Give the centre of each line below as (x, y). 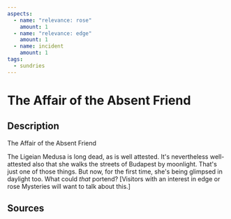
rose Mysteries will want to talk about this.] (69, 186)
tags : (15, 59)
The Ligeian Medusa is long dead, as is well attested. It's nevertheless (108, 156)
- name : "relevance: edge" (53, 33)
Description (33, 126)
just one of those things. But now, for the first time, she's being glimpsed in (115, 171)
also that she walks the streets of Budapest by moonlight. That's (125, 164)
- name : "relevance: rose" (53, 20)
